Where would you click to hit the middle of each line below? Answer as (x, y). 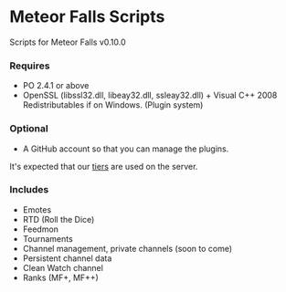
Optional (29, 129)
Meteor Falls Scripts (87, 17)
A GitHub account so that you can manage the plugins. (126, 149)
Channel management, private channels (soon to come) (127, 248)
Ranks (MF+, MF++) (60, 277)
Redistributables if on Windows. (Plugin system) (113, 105)
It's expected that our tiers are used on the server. (104, 166)
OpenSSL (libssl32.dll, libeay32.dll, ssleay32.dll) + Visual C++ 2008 (150, 95)
